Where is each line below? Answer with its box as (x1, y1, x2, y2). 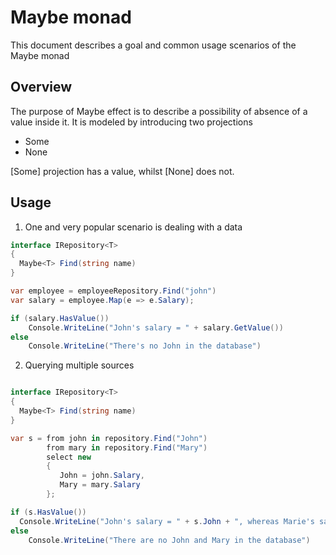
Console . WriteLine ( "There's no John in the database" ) (28, 341, 262, 351)
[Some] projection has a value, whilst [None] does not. (10, 165, 235, 177)
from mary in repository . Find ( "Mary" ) (46, 442, 208, 453)
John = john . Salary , (59, 471, 145, 481)
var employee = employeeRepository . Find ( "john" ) (10, 286, 217, 296)
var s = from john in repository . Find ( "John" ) (10, 433, 208, 443)
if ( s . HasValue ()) (10, 507, 87, 517)
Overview (10, 79, 73, 96)
